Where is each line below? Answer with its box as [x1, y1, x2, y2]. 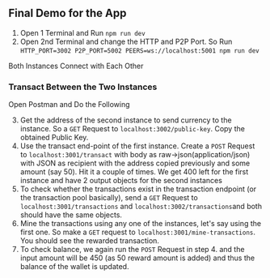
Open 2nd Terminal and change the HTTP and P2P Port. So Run [19, 36, 233, 46]
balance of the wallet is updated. [19, 262, 129, 272]
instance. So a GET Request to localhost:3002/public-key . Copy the [19, 124, 245, 134]
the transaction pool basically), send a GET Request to [19, 193, 198, 203]
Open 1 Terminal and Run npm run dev [19, 28, 146, 37]
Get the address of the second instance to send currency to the [19, 115, 232, 125]
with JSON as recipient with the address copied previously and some [19, 158, 251, 169]
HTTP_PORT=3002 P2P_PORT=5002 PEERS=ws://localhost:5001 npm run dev [19, 46, 260, 55]
